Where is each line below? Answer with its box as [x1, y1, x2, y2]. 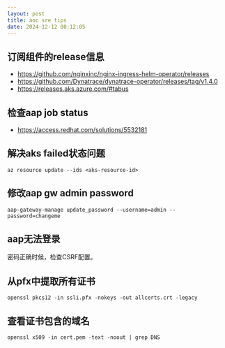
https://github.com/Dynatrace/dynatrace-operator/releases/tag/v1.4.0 [17, 78, 218, 86]
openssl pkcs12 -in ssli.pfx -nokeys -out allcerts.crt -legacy [7, 294, 198, 301]
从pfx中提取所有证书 [7, 275, 95, 287]
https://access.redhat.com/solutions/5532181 [17, 126, 148, 133]
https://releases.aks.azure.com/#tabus [17, 85, 129, 93]
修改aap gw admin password [7, 187, 134, 199]
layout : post [7, 10, 45, 17]
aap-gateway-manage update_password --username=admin [7, 206, 167, 213]
